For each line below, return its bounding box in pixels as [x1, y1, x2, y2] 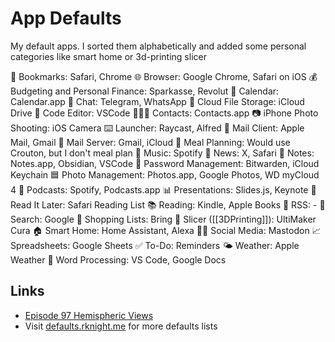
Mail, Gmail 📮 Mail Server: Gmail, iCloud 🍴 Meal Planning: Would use [10, 136, 291, 148]
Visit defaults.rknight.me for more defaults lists [24, 320, 218, 332]
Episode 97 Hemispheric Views [24, 309, 154, 321]
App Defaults [10, 7, 122, 30]
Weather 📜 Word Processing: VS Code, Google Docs [10, 253, 227, 266]
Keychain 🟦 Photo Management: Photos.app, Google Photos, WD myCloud [10, 168, 320, 181]
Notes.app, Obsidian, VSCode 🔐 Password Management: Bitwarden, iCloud [10, 157, 320, 169]
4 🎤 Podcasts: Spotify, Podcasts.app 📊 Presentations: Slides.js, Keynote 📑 [10, 183, 317, 196]
